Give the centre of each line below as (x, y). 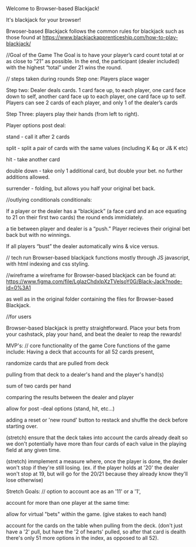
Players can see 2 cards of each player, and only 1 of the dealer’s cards (92, 103)
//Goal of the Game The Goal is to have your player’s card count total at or (95, 55)
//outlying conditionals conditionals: (49, 200)
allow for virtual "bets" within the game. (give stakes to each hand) (86, 514)
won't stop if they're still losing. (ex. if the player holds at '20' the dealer (93, 468)
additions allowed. (28, 177)
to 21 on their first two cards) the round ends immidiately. (75, 217)
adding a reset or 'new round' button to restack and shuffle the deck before (97, 420)
